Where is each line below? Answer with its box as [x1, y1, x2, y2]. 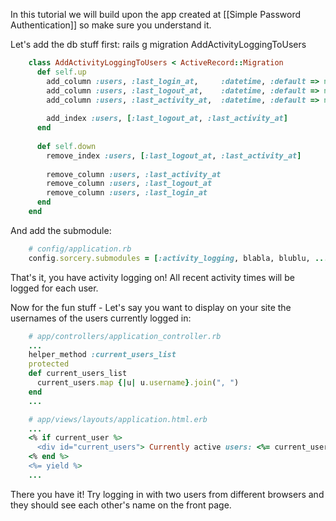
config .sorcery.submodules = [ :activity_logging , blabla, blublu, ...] [28, 253, 333, 263]
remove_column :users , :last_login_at [46, 188, 208, 198]
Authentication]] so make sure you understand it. [10, 19, 212, 31]
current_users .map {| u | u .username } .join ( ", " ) [36, 378, 240, 388]
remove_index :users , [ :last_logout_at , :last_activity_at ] [46, 150, 302, 161]
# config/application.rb [28, 244, 132, 254]
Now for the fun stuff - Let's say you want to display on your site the [10, 301, 292, 313]
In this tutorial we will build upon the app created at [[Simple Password [10, 9, 301, 20]
